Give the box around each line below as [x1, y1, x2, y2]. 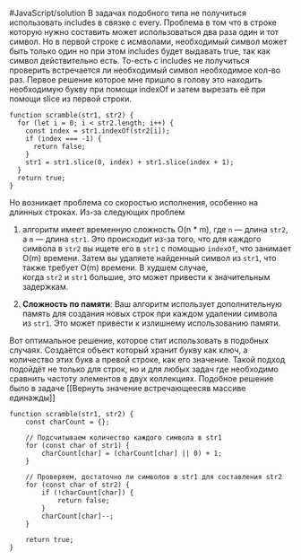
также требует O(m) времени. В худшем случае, [21, 262, 209, 273]
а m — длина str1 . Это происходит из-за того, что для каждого [21, 233, 262, 244]
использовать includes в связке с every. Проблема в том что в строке [9, 17, 278, 28]
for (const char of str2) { [25, 480, 130, 489]
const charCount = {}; [25, 417, 110, 426]
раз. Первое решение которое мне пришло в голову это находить [9, 74, 262, 84]
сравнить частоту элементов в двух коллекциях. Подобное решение [9, 373, 274, 384]
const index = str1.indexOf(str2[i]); [25, 127, 170, 136]
